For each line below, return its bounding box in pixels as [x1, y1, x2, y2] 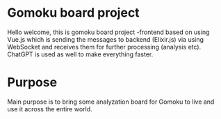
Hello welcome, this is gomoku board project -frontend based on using [7, 28, 210, 36]
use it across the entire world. [7, 104, 92, 113]
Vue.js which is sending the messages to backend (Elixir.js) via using [7, 35, 204, 43]
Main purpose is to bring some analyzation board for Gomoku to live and [7, 97, 215, 106]
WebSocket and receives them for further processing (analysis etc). [7, 42, 202, 51]
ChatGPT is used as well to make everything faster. [7, 50, 154, 58]
